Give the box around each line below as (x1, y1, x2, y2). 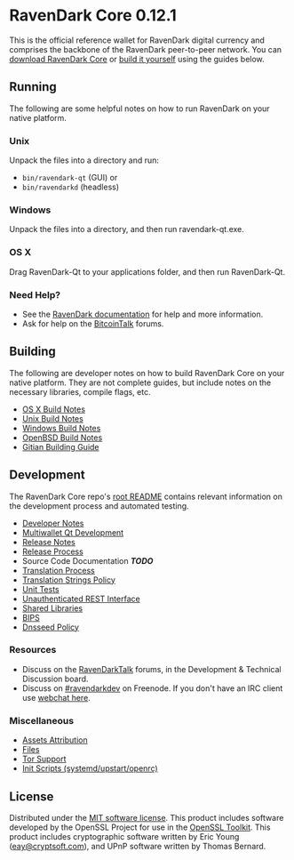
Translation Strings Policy (21, 575, 115, 585)
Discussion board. (21, 673, 89, 684)
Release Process (21, 546, 84, 557)
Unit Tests (21, 583, 60, 594)
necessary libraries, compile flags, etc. (9, 386, 151, 397)
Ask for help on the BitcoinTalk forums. (21, 317, 164, 329)
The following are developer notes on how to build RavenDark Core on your (9, 367, 285, 378)
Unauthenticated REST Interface (21, 593, 140, 604)
